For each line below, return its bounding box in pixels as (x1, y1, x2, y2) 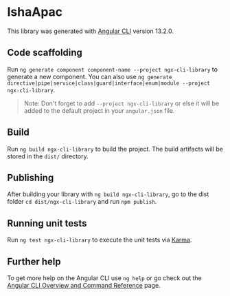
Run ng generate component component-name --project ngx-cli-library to (7, 65, 218, 73)
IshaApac (7, 4, 63, 20)
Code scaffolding (7, 47, 82, 59)
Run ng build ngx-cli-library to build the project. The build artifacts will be (7, 145, 224, 153)
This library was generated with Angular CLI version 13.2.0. (7, 27, 174, 35)
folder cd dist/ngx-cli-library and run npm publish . (7, 198, 157, 206)
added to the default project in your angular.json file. (23, 106, 175, 114)
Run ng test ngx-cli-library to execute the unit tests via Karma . (7, 235, 192, 244)
